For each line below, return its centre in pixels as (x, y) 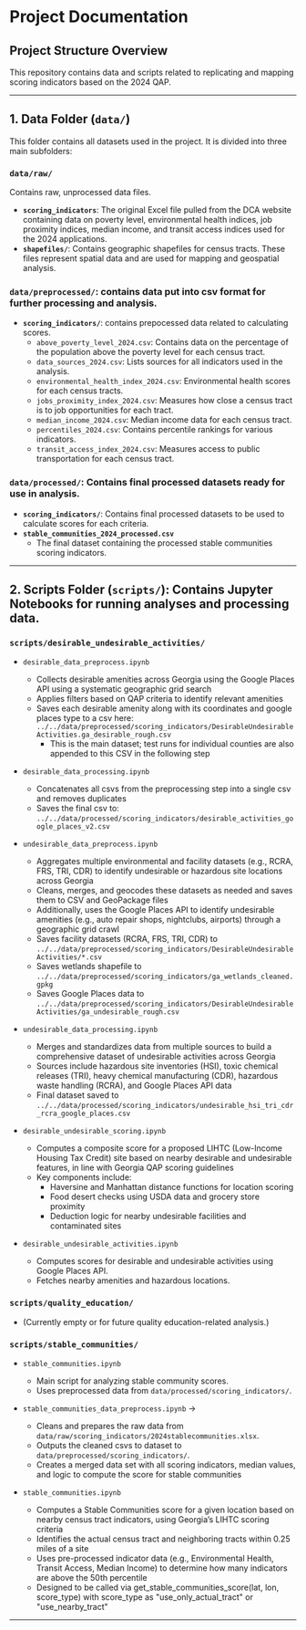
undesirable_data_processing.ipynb (90, 1030)
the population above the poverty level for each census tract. (151, 352)
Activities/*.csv (69, 957)
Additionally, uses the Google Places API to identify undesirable (155, 910)
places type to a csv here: (85, 718)
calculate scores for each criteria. (86, 523)
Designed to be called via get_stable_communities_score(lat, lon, (158, 1587)
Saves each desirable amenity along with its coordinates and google (164, 708)
